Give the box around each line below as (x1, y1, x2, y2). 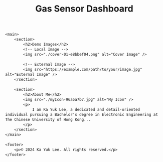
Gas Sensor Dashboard (35, 3, 134, 15)
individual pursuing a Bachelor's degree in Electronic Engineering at (5, 112, 158, 117)
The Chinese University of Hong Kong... (5, 117, 91, 122)
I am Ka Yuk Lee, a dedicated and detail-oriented (32, 107, 140, 112)
